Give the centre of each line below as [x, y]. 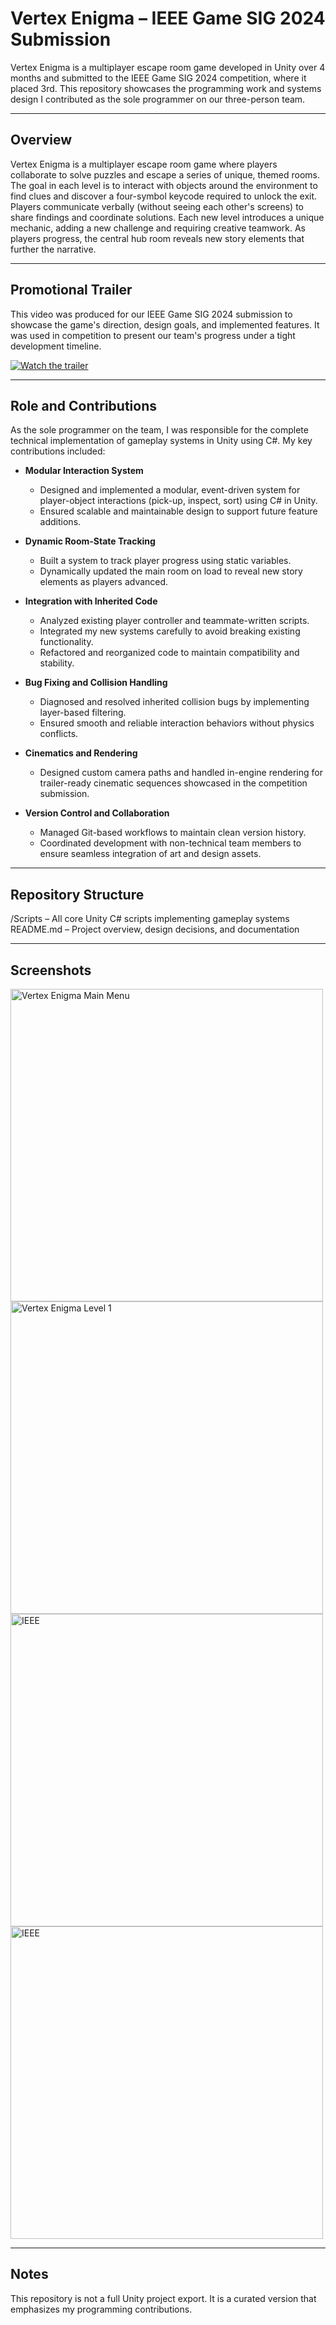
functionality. [66, 642]
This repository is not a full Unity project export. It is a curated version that [163, 2298]
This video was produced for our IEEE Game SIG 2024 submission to [151, 314]
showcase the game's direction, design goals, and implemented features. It [165, 324]
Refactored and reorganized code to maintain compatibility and [169, 653]
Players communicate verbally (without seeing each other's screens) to [157, 206]
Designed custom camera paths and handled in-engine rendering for [181, 773]
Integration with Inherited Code [91, 601]
